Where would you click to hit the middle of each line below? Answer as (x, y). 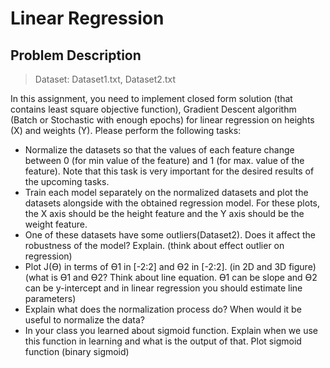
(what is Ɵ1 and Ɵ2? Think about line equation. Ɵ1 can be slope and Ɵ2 (171, 277)
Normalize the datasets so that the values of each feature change (159, 150)
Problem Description (76, 55)
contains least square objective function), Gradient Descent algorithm (153, 109)
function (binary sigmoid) (77, 351)
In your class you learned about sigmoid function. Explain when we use (171, 330)
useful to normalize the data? (84, 320)
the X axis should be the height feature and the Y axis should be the (164, 213)
